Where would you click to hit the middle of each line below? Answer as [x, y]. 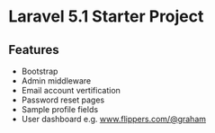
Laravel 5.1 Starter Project [106, 17]
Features [34, 50]
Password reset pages [63, 100]
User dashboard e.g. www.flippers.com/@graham [114, 119]
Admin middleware [56, 81]
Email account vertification [71, 90]
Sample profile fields [60, 109]
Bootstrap [40, 71]
